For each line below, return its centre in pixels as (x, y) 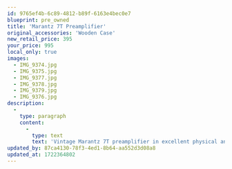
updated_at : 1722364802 (41, 155)
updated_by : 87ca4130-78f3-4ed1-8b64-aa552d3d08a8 (81, 148)
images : (18, 59)
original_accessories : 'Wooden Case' (61, 33)
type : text (48, 135)
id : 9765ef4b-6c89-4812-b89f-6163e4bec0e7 (69, 13)
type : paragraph (43, 116)
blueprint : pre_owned (38, 20)
